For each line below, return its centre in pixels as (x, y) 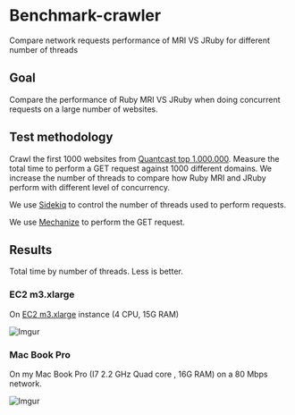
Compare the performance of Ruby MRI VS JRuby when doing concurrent (145, 99)
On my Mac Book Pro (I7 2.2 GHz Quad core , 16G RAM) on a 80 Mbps (139, 374)
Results (31, 250)
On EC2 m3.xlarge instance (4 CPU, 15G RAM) (94, 314)
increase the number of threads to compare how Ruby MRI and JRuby (138, 178)
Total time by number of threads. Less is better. (96, 271)
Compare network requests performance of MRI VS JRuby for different (140, 40)
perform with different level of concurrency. (90, 187)
